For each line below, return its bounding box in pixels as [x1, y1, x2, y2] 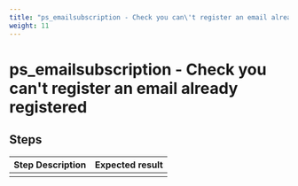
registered [9, 97, 88, 117]
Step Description [13, 159, 87, 171]
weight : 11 [9, 21, 50, 30]
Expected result [94, 159, 164, 171]
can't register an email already [9, 78, 239, 98]
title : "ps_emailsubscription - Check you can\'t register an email [9, 12, 268, 22]
